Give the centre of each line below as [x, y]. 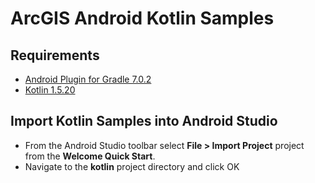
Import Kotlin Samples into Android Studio [144, 121]
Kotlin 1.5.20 [50, 90]
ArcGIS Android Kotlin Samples [142, 18]
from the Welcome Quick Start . [90, 156]
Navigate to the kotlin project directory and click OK [132, 166]
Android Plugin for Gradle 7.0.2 [88, 79]
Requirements [55, 55]
